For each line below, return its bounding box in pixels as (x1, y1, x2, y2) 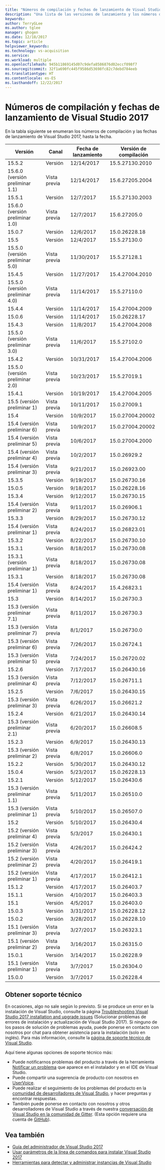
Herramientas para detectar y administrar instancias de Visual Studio (12, 1160, 152, 1166)
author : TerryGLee (5, 21, 43, 26)
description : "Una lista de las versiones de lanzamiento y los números (5, 12, 157, 17)
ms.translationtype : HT (5, 71, 54, 76)
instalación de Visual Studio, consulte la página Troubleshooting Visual (5, 1009, 148, 1015)
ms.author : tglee (5, 26, 41, 30)
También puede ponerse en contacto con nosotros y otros (12, 1101, 130, 1107)
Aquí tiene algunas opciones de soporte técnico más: (5, 1050, 113, 1055)
